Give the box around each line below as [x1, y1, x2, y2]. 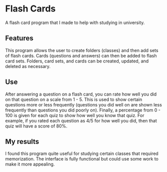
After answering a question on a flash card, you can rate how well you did [5, 91, 157, 97]
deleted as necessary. [5, 63, 51, 69]
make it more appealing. [5, 161, 55, 167]
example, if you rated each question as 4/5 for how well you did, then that [5, 117, 157, 123]
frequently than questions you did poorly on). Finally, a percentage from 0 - [5, 107, 161, 113]
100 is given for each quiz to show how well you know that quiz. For [5, 112, 144, 118]
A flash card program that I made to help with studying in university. [5, 19, 145, 25]
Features [5, 34, 33, 42]
